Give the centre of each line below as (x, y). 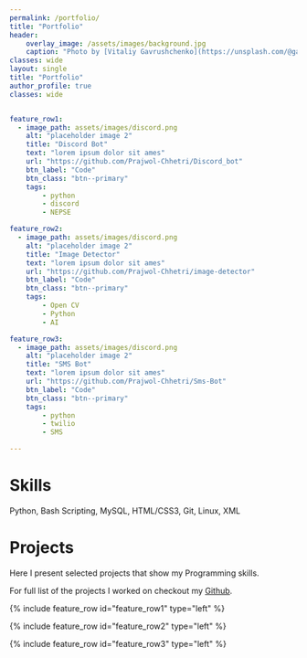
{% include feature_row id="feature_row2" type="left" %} (118, 626)
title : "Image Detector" (73, 254)
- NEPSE (57, 212)
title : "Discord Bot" (67, 144)
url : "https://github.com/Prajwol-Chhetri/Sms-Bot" (126, 381)
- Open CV (61, 305)
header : (24, 35)
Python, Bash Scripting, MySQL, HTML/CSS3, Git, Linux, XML (125, 510)
